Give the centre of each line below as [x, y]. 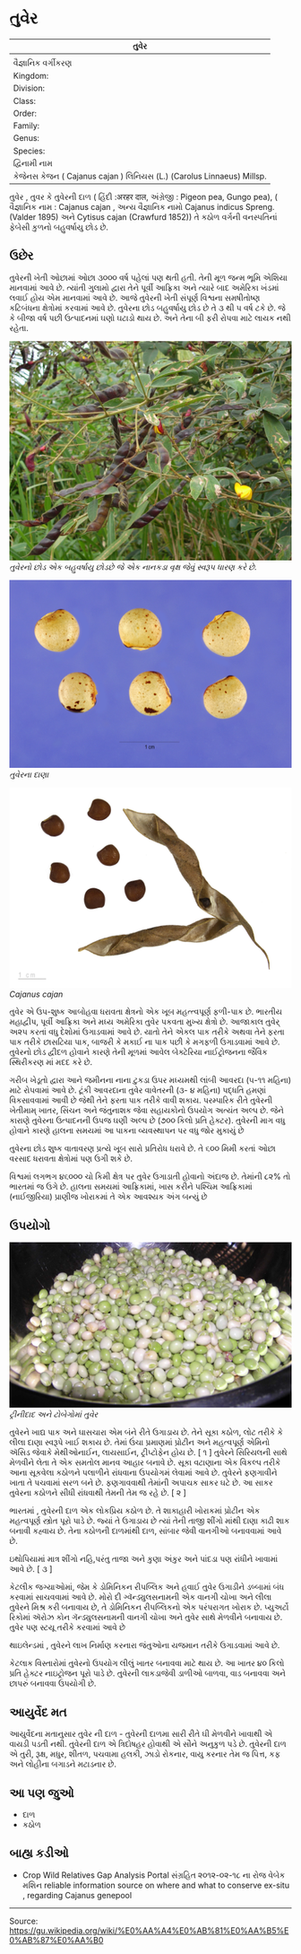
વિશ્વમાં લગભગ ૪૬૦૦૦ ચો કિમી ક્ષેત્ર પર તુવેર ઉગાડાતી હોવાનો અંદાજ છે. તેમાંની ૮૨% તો [150, 1177]
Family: [26, 126]
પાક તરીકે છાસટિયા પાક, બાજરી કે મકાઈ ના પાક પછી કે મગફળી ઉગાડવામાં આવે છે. [145, 1042]
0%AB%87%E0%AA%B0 [56, 1940]
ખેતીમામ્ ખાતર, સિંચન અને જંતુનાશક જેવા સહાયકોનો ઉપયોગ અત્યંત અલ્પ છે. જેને [146, 1111]
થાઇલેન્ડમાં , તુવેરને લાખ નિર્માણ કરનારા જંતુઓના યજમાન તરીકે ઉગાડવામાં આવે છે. [145, 1645]
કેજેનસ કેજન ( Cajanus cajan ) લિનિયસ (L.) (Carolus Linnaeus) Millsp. [140, 176]
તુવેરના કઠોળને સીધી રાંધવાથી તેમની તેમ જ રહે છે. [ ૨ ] [98, 1493]
